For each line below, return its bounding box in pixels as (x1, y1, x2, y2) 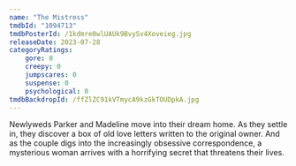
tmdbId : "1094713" (9, 21, 77, 30)
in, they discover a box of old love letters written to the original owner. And (9, 129, 280, 140)
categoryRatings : (9, 46, 73, 55)
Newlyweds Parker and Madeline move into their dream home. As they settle (9, 119, 288, 130)
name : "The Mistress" (9, 12, 89, 22)
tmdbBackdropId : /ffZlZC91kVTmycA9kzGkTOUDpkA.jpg (9, 94, 200, 104)
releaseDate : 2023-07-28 (9, 37, 101, 47)
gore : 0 (25, 54, 53, 63)
